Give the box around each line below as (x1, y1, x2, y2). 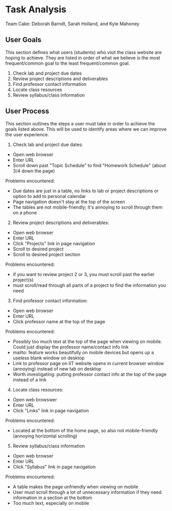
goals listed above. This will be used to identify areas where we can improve (5, 126, 167, 132)
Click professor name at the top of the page (12, 318, 105, 324)
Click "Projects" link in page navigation (12, 240, 95, 246)
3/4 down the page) (12, 168, 55, 174)
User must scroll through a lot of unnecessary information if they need (12, 489, 162, 495)
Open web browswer (12, 396, 58, 403)
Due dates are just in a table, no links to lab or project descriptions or (12, 188, 159, 194)
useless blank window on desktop (12, 355, 85, 361)
